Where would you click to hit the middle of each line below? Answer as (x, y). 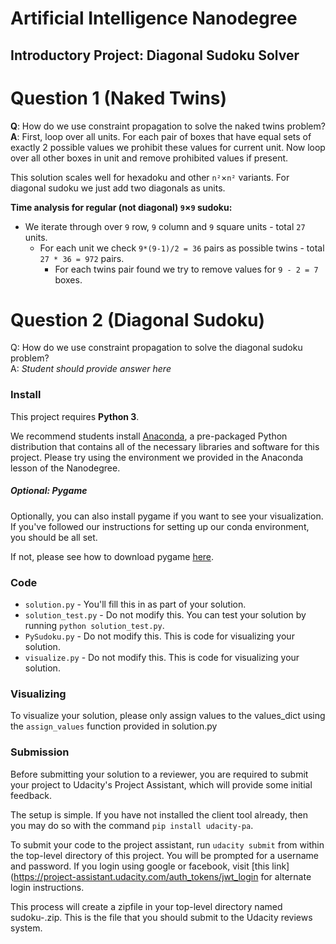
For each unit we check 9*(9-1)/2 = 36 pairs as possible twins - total (182, 248)
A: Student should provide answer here (91, 369)
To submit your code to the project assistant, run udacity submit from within (167, 844)
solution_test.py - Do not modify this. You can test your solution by (165, 615)
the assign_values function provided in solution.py (114, 726)
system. (26, 928)
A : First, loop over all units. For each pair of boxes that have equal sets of (161, 136)
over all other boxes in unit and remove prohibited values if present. (149, 158)
